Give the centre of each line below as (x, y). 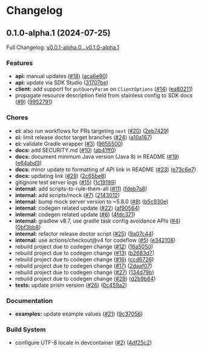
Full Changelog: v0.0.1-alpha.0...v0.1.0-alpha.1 (63, 47)
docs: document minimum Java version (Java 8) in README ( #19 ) (97, 156)
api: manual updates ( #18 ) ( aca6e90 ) (61, 76)
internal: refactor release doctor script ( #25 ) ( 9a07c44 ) (84, 233)
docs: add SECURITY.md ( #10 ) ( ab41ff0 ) (66, 150)
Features (20, 63)
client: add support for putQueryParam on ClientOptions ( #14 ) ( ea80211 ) (104, 89)
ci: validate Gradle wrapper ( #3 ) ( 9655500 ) (69, 143)
